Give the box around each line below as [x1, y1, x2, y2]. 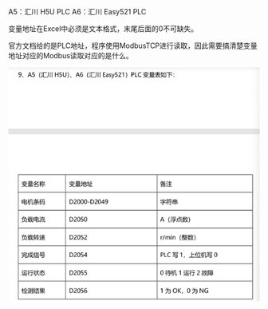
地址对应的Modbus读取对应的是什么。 [8, 51, 133, 60]
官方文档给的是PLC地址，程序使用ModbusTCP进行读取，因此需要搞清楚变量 [8, 41, 258, 50]
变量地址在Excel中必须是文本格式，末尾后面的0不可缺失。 [8, 24, 199, 34]
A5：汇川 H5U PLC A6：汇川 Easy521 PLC [8, 7, 147, 16]
